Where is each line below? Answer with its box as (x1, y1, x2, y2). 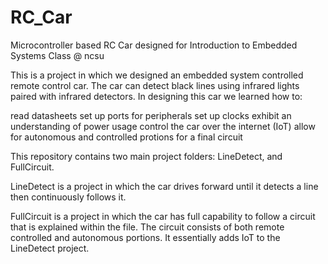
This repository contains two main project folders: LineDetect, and (10, 150, 283, 162)
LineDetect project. (10, 242, 90, 254)
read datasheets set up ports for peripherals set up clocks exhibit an (10, 109, 292, 121)
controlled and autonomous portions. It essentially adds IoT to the (10, 231, 281, 243)
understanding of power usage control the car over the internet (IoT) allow (10, 120, 316, 132)
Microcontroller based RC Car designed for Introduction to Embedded (10, 39, 298, 51)
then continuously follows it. (10, 191, 127, 203)
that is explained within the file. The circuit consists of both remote (10, 221, 285, 233)
